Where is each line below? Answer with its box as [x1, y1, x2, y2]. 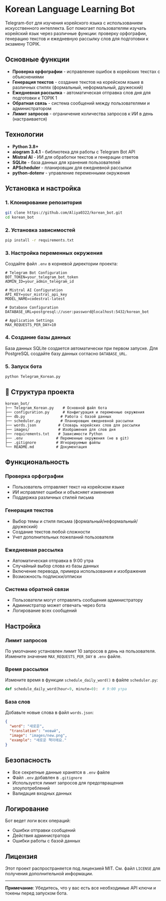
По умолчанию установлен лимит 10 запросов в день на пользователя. [5, 648, 156, 654]
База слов [5, 698, 31, 705]
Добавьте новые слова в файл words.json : [5, 710, 94, 716]
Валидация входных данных [12, 790, 72, 796]
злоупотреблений [12, 785, 50, 791]
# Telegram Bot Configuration [5, 270, 68, 276]
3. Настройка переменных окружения [5, 249, 103, 256]
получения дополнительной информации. [5, 871, 93, 877]
